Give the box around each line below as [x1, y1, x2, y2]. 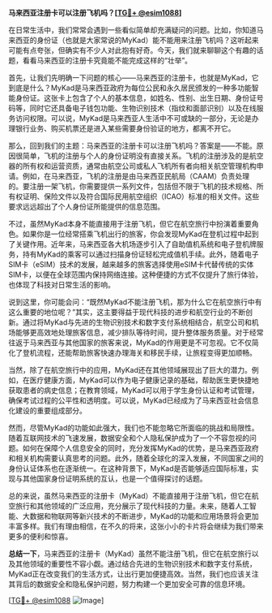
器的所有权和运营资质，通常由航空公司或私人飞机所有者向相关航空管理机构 [8, 162, 257, 171]
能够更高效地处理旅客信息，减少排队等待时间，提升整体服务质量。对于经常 [15, 328, 264, 337]
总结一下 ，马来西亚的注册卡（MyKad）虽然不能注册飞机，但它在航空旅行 [8, 549, 253, 559]
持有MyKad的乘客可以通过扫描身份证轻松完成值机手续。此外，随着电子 [22, 249, 259, 259]
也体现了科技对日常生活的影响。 [8, 280, 115, 289]
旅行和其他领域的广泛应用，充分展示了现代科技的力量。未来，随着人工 [15, 501, 249, 511]
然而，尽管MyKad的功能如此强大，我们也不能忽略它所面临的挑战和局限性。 [8, 423, 259, 433]
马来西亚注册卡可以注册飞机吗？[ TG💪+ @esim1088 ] [8, 8, 182, 17]
